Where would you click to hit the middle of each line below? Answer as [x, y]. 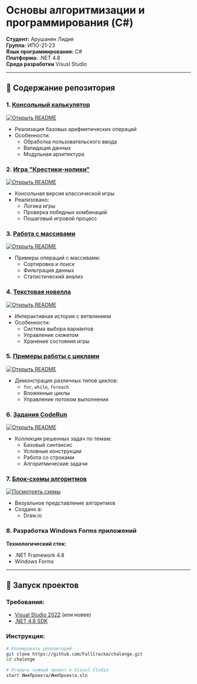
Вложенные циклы [47, 393]
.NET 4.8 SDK [31, 621]
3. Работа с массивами [41, 233]
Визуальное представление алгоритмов [65, 503]
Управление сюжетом [51, 335]
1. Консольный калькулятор [48, 105]
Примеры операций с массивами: [57, 258]
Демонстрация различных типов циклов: [66, 381]
